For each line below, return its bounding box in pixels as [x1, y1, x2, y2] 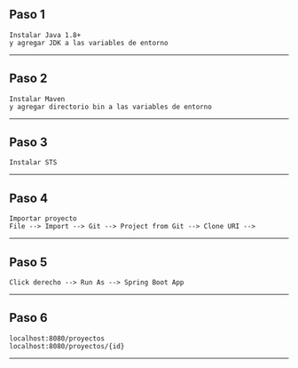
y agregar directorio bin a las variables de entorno [9, 102, 213, 111]
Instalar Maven [9, 94, 66, 103]
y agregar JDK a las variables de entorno [9, 38, 169, 47]
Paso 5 [9, 254, 48, 269]
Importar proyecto [9, 214, 77, 223]
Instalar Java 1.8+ [9, 30, 82, 39]
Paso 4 [9, 190, 49, 205]
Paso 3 [9, 135, 48, 150]
